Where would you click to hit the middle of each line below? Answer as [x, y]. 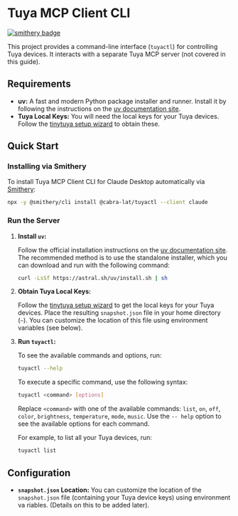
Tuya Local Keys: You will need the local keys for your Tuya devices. [118, 116]
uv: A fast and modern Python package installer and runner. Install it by [122, 101]
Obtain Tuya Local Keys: [54, 291]
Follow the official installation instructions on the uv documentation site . [123, 249]
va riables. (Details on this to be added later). [83, 505]
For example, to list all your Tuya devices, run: [85, 438]
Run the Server [34, 220]
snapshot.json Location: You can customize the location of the [109, 490]
